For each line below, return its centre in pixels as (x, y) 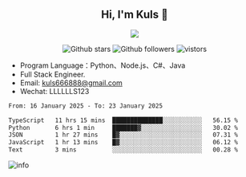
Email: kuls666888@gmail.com (71, 83)
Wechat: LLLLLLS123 (54, 91)
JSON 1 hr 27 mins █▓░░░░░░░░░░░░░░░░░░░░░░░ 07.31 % (123, 135)
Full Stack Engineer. (52, 74)
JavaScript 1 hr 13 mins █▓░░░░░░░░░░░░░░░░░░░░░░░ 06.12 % (123, 143)
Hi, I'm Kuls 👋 (135, 15)
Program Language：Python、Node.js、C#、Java (103, 65)
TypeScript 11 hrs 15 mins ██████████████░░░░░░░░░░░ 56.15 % (123, 120)
